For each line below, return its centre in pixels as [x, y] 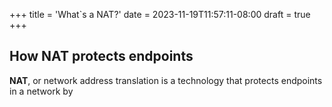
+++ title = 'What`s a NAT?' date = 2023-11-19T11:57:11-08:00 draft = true [160, 14]
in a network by [41, 91]
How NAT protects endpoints [101, 56]
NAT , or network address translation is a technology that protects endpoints [166, 80]
